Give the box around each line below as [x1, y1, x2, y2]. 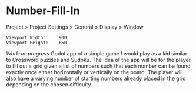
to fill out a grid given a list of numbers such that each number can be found [6, 62, 191, 69]
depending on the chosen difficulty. [6, 81, 92, 88]
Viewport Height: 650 [6, 40, 67, 46]
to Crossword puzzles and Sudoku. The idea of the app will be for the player [6, 56, 191, 63]
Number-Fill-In [6, 4, 80, 18]
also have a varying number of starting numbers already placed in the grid [6, 75, 187, 82]
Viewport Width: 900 [6, 34, 67, 40]
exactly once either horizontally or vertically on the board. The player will [6, 68, 183, 75]
